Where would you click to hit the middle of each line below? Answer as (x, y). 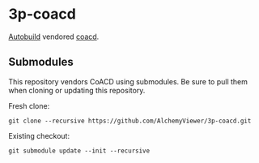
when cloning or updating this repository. (77, 90)
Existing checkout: (39, 135)
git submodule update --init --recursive (79, 151)
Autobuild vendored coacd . (54, 36)
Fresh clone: (29, 105)
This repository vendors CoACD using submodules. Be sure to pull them (128, 81)
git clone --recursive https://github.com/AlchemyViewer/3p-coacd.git (130, 121)
